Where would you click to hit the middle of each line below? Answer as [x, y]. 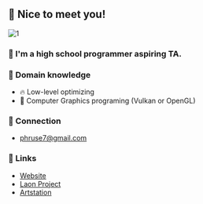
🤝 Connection [35, 121]
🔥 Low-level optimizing [57, 92]
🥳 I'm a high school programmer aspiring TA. [95, 53]
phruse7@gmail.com [53, 138]
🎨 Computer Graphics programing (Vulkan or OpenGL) [107, 101]
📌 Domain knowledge [50, 75]
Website [33, 175]
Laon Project [40, 184]
